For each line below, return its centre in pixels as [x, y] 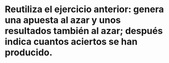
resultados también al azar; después [84, 31]
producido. [29, 53]
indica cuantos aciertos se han [71, 42]
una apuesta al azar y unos [63, 20]
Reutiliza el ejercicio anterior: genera [84, 9]
